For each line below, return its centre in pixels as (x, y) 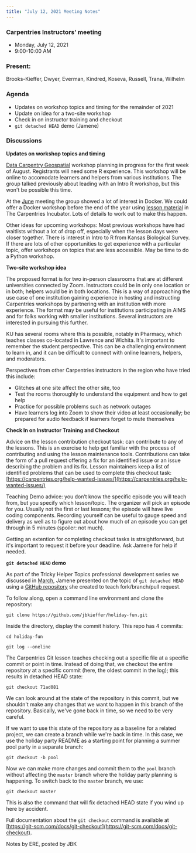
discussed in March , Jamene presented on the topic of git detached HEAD (95, 580)
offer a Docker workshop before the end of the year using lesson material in (97, 207)
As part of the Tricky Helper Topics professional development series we (93, 574)
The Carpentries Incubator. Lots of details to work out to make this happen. (97, 213)
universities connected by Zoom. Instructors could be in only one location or (98, 285)
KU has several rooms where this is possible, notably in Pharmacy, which (94, 334)
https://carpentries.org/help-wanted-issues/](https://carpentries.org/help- (98, 479)
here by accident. (27, 808)
